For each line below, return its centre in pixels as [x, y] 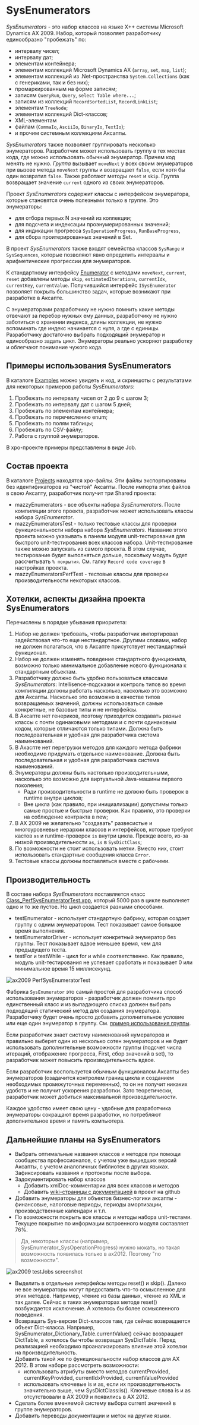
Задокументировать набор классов [60, 1179]
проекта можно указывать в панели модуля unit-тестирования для [100, 536]
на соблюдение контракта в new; [66, 817]
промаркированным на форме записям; [66, 89]
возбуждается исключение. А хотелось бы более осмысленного [97, 1308]
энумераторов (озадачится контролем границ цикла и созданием [90, 1078]
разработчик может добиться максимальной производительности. [92, 1097]
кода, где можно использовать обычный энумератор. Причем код [91, 157]
